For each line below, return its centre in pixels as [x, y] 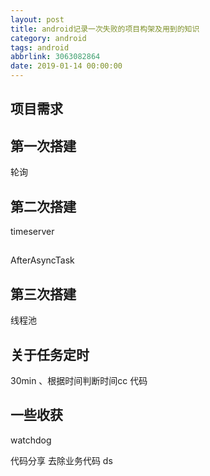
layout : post [37, 19]
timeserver [32, 232]
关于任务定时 [50, 354]
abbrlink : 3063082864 [55, 57]
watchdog [31, 440]
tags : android [40, 47]
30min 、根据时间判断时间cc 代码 [79, 381]
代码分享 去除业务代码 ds [61, 460]
